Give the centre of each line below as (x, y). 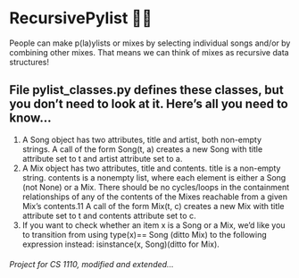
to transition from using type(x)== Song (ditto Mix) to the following (145, 234)
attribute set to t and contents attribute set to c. (109, 215)
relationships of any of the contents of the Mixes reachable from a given (155, 197)
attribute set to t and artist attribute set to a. (102, 158)
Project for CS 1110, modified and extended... (91, 265)
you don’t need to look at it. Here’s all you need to (149, 104)
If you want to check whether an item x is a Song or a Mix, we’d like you (154, 225)
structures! (29, 62)
